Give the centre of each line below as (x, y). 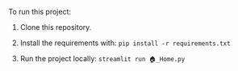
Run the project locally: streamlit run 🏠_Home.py (102, 58)
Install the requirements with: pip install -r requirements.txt (125, 43)
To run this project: (40, 12)
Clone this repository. (56, 27)
